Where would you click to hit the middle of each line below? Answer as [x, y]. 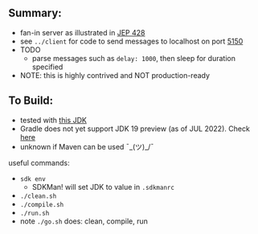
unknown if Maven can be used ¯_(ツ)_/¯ [87, 146]
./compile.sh [42, 204]
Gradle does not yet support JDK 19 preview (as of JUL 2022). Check [135, 129]
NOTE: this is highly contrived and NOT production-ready [115, 75]
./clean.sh [38, 196]
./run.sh [35, 213]
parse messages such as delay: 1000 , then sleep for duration [133, 58]
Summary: [35, 13]
